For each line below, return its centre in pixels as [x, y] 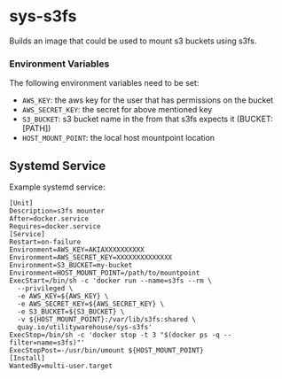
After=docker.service [49, 219]
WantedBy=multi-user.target [61, 366]
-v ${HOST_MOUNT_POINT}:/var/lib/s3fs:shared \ [107, 320]
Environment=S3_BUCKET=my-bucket [71, 266]
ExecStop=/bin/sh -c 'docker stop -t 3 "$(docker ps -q [114, 335]
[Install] [27, 359]
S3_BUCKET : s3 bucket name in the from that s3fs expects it [128, 119]
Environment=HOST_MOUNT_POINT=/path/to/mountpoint [105, 273]
